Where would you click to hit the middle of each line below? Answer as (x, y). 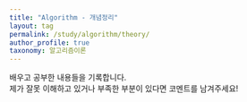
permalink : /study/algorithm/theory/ (80, 34)
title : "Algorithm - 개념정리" (64, 17)
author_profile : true (50, 42)
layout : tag (31, 26)
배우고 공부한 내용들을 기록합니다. (68, 78)
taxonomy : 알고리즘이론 (48, 51)
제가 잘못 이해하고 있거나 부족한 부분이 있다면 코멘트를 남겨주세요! (124, 89)
